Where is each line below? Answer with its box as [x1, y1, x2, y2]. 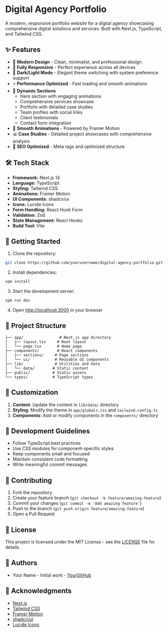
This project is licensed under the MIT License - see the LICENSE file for [5, 539, 155, 545]
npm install [5, 279, 30, 284]
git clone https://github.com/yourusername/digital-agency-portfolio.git [5, 260, 163, 265]
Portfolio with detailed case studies [20, 104, 93, 110]
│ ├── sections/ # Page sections [5, 352, 89, 358]
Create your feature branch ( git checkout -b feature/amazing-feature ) [12, 495, 161, 501]
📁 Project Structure [5, 322, 66, 330]
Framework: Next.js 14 [12, 175, 60, 181]
